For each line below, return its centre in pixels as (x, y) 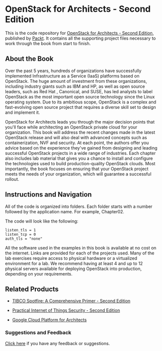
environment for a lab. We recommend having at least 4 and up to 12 (74, 263)
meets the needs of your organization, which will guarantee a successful (78, 174)
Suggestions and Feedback (38, 333)
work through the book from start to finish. (48, 43)
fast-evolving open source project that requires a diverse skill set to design (81, 107)
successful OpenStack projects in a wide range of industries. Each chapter (80, 153)
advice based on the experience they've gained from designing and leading (81, 148)
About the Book (29, 59)
